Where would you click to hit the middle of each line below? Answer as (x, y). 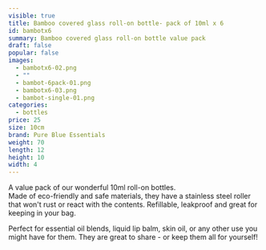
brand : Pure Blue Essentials (57, 135)
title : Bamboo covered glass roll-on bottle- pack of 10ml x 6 (116, 23)
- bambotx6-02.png (46, 68)
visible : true (32, 16)
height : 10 (26, 157)
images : (21, 61)
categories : (28, 105)
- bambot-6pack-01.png (53, 83)
